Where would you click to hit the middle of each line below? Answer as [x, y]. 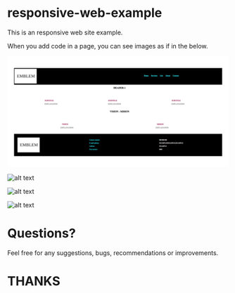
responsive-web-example [85, 13]
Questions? [42, 234]
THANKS [34, 281]
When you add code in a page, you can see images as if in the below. [108, 46]
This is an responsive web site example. [65, 32]
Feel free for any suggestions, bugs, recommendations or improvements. [113, 253]
